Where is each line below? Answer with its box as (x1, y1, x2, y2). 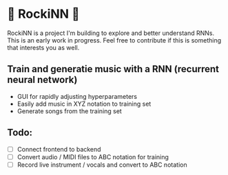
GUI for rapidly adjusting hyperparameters (17, 92, 138, 100)
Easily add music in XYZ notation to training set (17, 100, 152, 108)
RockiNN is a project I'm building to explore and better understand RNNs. (7, 29, 215, 37)
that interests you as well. (7, 43, 80, 51)
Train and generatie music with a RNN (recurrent (7, 63, 219, 75)
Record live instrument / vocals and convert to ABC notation (17, 161, 187, 169)
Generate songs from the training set (17, 106, 122, 115)
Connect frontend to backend (17, 145, 101, 153)
